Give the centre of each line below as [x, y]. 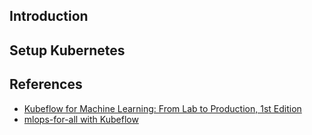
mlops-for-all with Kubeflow [81, 119]
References [46, 84]
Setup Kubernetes [67, 50]
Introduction [49, 16]
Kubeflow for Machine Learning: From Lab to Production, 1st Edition [162, 108]
